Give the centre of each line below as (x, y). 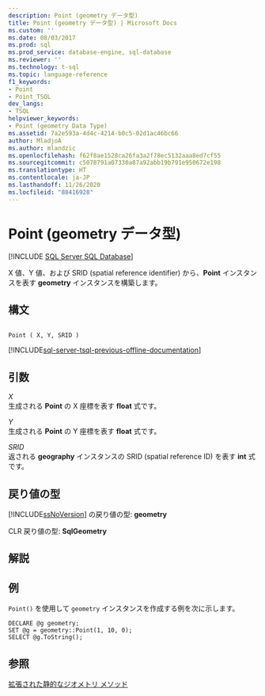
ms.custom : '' (32, 30)
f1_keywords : (30, 82)
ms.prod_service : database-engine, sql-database (90, 52)
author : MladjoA (35, 141)
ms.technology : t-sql (44, 67)
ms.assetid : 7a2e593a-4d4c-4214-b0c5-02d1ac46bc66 (93, 133)
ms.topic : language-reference (58, 74)
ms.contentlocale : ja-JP (49, 178)
